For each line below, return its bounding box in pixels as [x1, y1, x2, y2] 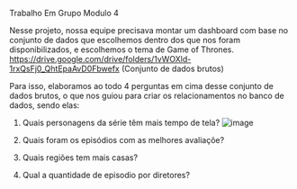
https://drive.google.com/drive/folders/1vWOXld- [9, 54, 192, 64]
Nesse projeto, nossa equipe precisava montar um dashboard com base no [9, 25, 289, 35]
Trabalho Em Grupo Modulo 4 [9, 8, 120, 18]
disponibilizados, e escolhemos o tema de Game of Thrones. [9, 44, 234, 55]
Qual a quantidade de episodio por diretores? [22, 170, 191, 180]
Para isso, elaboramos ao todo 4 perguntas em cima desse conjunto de [9, 81, 274, 91]
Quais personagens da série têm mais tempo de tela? [22, 117, 220, 128]
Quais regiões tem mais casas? [22, 152, 138, 163]
